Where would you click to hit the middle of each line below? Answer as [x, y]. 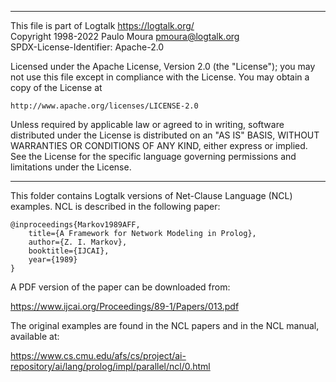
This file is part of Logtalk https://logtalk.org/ [102, 25]
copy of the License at [56, 87]
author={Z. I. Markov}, [78, 242]
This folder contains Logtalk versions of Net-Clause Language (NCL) [151, 195]
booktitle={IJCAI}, [69, 251]
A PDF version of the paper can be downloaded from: [120, 287]
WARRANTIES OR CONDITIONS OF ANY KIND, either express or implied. [159, 145]
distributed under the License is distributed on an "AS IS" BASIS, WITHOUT [165, 135]
